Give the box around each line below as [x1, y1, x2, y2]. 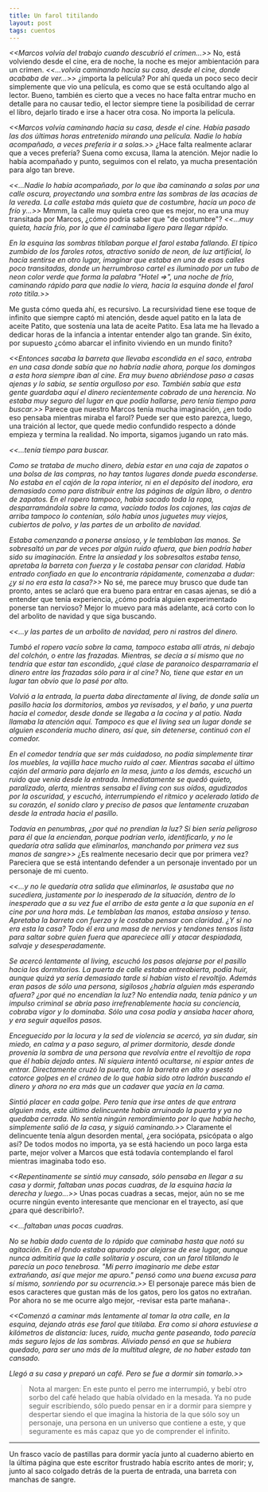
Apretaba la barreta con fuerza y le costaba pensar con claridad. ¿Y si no [9, 916, 253, 925]
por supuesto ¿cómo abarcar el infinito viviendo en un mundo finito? [9, 338, 233, 348]
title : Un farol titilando [9, 11, 99, 20]
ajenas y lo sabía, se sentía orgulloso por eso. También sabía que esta [9, 379, 242, 389]
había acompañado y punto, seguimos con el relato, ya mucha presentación [9, 157, 258, 166]
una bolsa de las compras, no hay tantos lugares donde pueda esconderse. [9, 469, 258, 478]
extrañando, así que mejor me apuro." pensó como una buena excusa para [9, 1271, 257, 1280]
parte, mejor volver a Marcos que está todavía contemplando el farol [9, 1148, 234, 1158]
